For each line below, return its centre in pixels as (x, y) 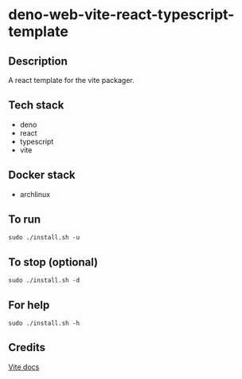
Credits (27, 347)
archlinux (35, 194)
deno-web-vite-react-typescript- (121, 15)
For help (29, 305)
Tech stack (36, 105)
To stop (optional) (53, 262)
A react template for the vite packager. (71, 80)
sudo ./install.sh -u (44, 238)
